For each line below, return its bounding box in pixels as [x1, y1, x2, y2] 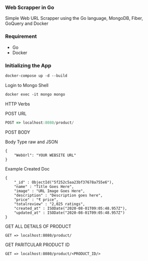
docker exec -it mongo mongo [5, 91, 65, 97]
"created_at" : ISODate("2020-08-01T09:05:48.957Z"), [14, 206, 127, 211]
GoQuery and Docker [5, 20, 49, 26]
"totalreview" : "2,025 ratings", [14, 201, 85, 206]
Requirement [5, 33, 37, 40]
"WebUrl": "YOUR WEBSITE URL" [14, 153, 77, 158]
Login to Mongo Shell [5, 82, 49, 88]
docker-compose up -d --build [5, 73, 68, 78]
